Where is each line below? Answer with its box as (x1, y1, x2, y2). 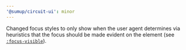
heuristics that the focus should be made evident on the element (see (6, 31, 175, 38)
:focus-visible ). (6, 37, 47, 44)
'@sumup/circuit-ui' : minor (6, 8, 75, 15)
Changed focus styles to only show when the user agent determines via (6, 25, 181, 32)
